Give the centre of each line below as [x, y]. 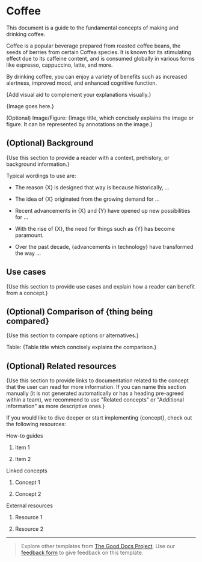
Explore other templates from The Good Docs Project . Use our [98, 546]
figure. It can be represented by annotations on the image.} [80, 124]
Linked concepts [27, 471]
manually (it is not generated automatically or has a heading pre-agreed [95, 393]
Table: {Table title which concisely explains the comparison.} [81, 347]
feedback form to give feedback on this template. [82, 553]
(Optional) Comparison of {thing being [80, 312]
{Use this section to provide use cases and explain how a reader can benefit [101, 286]
